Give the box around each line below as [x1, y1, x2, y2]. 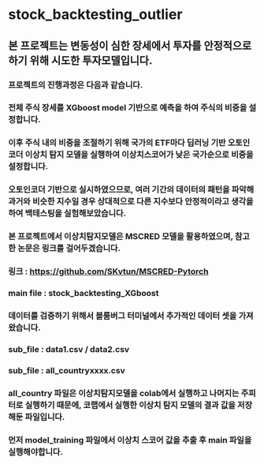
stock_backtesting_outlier [8, 6, 183, 24]
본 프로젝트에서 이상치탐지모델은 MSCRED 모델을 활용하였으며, [8, 231, 234, 242]
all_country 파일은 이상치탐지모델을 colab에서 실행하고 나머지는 [8, 387, 240, 399]
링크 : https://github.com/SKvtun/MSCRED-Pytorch [8, 266, 209, 277]
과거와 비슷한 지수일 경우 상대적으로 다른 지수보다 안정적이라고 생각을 [8, 196, 254, 207]
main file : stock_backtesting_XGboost [8, 288, 159, 299]
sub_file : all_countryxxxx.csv [8, 365, 126, 376]
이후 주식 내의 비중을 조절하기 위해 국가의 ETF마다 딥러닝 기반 [8, 137, 226, 148]
